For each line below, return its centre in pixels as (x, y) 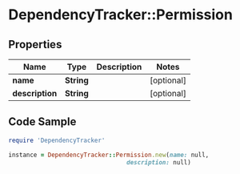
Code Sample (42, 122)
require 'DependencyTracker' (57, 140)
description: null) (159, 162)
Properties (35, 45)
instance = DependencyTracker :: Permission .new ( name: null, (109, 155)
